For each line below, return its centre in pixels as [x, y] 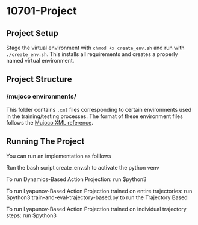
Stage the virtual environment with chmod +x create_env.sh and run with [95, 48]
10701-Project [42, 11]
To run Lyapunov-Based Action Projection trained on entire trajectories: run [99, 191]
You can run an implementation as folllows [59, 156]
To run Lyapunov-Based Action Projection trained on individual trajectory [96, 209]
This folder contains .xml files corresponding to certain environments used [99, 109]
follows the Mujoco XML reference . [50, 122]
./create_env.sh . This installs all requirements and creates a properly [92, 54]
